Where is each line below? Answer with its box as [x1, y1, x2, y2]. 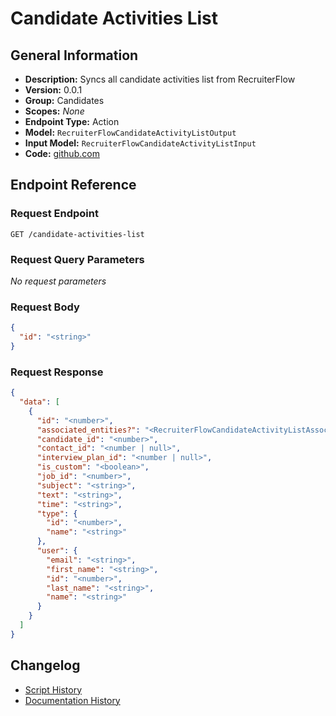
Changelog [10, 657, 81, 674]
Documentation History [24, 694, 121, 706]
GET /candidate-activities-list [10, 229, 145, 239]
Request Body [10, 300, 80, 314]
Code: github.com [24, 148, 100, 159]
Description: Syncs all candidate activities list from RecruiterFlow [24, 73, 296, 85]
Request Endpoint [10, 207, 99, 221]
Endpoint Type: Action [24, 116, 120, 127]
